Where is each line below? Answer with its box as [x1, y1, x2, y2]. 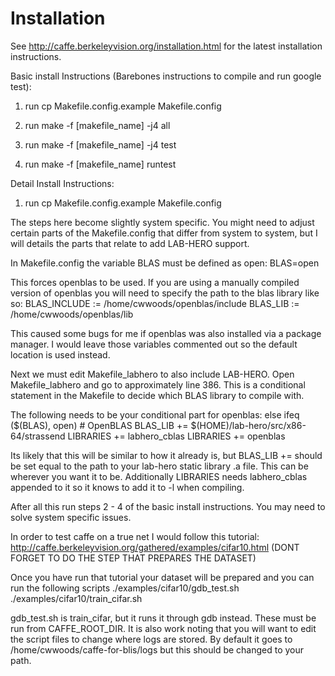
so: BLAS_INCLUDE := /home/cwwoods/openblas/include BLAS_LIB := [10, 297, 300, 309]
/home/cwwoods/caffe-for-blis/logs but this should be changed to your [10, 643, 305, 656]
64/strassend [10, 430, 66, 442]
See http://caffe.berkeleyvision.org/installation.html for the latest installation [10, 40, 323, 52]
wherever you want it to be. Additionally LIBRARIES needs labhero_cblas [10, 470, 308, 482]
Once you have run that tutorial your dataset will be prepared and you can [10, 571, 315, 583]
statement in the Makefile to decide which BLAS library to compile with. [10, 389, 305, 401]
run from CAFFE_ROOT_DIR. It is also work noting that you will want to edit [10, 622, 317, 634]
